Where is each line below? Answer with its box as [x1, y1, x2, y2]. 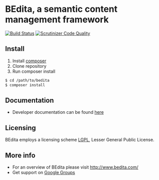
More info [5, 151, 36, 159]
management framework [5, 14, 109, 25]
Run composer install [12, 68, 56, 74]
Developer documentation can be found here [12, 109, 104, 115]
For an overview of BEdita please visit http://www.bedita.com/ [12, 164, 139, 170]
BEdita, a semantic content [5, 3, 118, 15]
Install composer [12, 58, 46, 64]
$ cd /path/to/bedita [5, 78, 50, 83]
